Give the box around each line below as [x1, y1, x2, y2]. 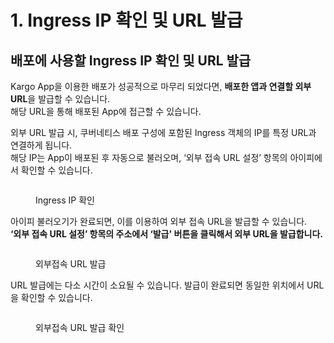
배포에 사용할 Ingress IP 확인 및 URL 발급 [10, 52, 252, 69]
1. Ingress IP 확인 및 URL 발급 [10, 9, 243, 32]
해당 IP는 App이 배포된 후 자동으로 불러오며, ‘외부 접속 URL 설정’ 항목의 [10, 152, 288, 163]
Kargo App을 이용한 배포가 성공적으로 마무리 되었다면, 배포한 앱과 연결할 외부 [10, 81, 312, 92]
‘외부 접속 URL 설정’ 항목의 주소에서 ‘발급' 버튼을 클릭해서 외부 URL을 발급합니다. [10, 228, 324, 240]
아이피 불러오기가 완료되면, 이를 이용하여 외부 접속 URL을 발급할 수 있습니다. [10, 216, 308, 227]
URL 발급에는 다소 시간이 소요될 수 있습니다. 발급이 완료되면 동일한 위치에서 [10, 279, 305, 291]
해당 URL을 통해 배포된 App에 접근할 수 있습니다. [10, 106, 202, 117]
